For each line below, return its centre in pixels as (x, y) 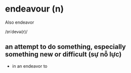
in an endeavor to (30, 66)
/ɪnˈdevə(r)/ (16, 31)
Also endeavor (19, 22)
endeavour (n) (35, 9)
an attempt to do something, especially (65, 47)
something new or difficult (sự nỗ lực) (63, 54)
